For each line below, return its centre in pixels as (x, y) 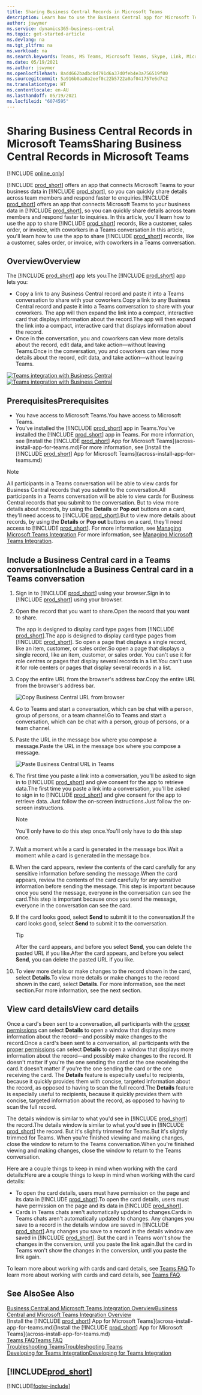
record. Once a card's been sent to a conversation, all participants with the (98, 1043)
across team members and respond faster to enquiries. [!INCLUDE (88, 198)
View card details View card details (73, 1009)
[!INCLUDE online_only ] (36, 173)
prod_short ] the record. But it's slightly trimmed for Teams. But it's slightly (97, 1131)
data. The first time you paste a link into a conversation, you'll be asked (102, 789)
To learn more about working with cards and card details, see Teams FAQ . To (101, 1268)
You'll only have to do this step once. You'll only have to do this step (99, 831)
